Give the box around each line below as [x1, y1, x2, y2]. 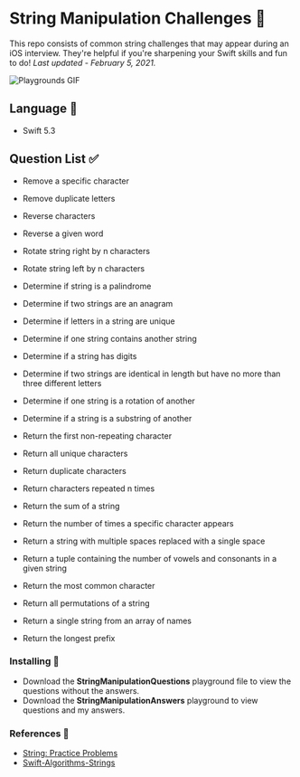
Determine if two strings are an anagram [22, 298, 173, 308]
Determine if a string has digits [22, 350, 137, 361]
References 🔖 [9, 727, 70, 740]
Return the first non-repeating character [22, 430, 173, 441]
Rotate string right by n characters [22, 245, 151, 256]
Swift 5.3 [22, 125, 56, 136]
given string [22, 563, 68, 573]
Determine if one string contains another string [22, 333, 197, 344]
